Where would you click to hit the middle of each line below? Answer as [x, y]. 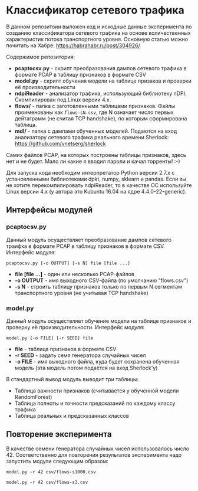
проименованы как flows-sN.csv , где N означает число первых [94, 112]
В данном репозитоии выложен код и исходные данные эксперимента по [99, 27]
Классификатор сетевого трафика [95, 10]
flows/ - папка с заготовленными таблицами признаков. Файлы [95, 106]
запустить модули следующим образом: [57, 461]
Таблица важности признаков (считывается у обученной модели [97, 391]
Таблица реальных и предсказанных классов [72, 415]
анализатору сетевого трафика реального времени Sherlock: [92, 137]
